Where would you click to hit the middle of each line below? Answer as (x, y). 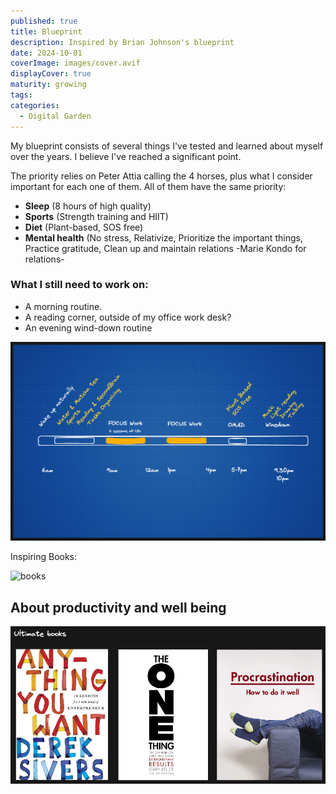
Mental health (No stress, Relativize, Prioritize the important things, (163, 237)
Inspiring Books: (44, 557)
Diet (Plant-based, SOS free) (84, 227)
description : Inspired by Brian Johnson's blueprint (122, 42)
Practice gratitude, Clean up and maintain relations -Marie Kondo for (165, 248)
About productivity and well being (118, 607)
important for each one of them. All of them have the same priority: (148, 186)
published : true (44, 21)
